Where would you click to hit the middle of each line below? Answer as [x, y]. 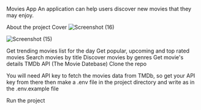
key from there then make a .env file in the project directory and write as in [100, 82]
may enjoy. [20, 15]
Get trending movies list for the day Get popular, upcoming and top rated [98, 51]
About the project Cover [37, 27]
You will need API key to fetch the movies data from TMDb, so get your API [101, 75]
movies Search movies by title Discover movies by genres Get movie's [95, 57]
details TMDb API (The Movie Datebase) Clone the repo [77, 64]
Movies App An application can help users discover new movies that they [99, 9]
